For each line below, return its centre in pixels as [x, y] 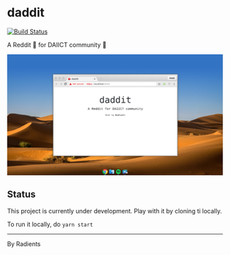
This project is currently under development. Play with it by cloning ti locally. [115, 211]
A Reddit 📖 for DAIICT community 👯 [57, 44]
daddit [26, 13]
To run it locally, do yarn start [50, 224]
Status [22, 194]
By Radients [24, 243]
